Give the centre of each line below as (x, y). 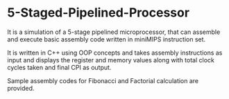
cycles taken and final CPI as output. (59, 67)
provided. (21, 88)
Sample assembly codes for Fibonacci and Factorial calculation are (103, 80)
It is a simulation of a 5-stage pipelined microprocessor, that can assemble (114, 32)
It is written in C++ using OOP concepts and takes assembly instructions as (115, 53)
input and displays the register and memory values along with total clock (111, 60)
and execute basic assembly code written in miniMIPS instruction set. (107, 39)
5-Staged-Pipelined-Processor (98, 13)
